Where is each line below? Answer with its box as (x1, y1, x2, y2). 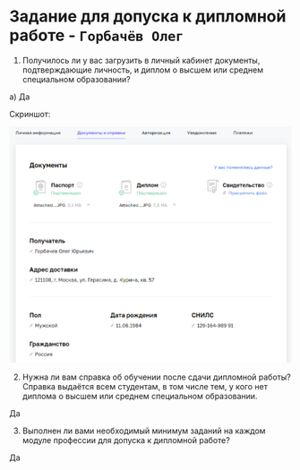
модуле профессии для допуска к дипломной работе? (21, 434, 230, 445)
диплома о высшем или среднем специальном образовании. (21, 390, 258, 401)
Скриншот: (9, 108, 51, 119)
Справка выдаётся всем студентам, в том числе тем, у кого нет (21, 380, 269, 391)
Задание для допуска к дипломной (9, 6, 287, 27)
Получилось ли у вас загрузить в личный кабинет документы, (21, 55, 261, 65)
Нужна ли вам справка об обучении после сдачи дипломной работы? (21, 372, 291, 382)
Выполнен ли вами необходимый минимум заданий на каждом (21, 425, 266, 436)
